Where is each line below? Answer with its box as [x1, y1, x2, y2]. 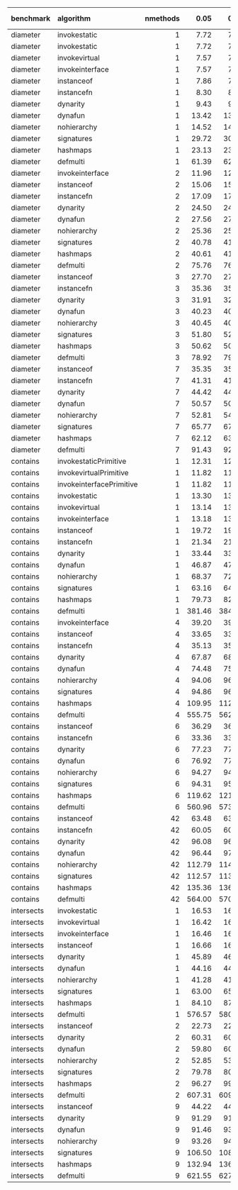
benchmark [11, 13, 51, 23]
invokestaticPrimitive [57, 457, 127, 466]
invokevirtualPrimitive [57, 468, 129, 477]
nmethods [144, 13, 181, 23]
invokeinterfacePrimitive [57, 479, 138, 489]
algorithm [57, 13, 91, 23]
